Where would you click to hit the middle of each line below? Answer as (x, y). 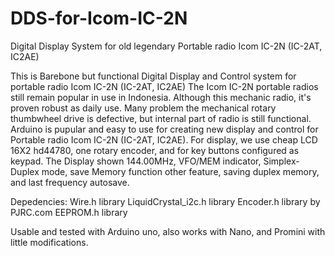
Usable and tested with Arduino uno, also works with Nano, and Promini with (168, 231)
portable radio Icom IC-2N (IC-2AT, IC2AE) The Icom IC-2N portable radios (164, 86)
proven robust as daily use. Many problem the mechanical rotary (143, 108)
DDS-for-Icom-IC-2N (99, 18)
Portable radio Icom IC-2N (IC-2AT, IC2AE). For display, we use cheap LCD (164, 139)
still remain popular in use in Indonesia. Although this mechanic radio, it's (161, 97)
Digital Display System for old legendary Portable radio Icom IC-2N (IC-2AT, (166, 46)
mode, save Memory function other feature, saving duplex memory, (180, 171)
